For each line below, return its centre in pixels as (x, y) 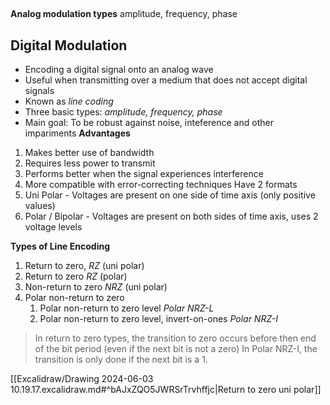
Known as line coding (69, 101)
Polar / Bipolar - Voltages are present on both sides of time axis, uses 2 (171, 216)
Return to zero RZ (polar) (76, 276)
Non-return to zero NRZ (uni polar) (96, 287)
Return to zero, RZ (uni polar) (84, 266)
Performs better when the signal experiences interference (144, 174)
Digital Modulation (69, 45)
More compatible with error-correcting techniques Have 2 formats (161, 185)
